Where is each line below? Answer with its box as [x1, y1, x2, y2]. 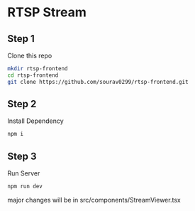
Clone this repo [7, 51, 52, 60]
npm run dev [7, 183, 43, 190]
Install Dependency [7, 117, 64, 125]
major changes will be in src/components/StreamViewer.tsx [7, 196, 181, 204]
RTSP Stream [7, 4, 87, 21]
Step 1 [7, 33, 35, 45]
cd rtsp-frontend [7, 72, 59, 79]
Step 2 [7, 98, 37, 110]
